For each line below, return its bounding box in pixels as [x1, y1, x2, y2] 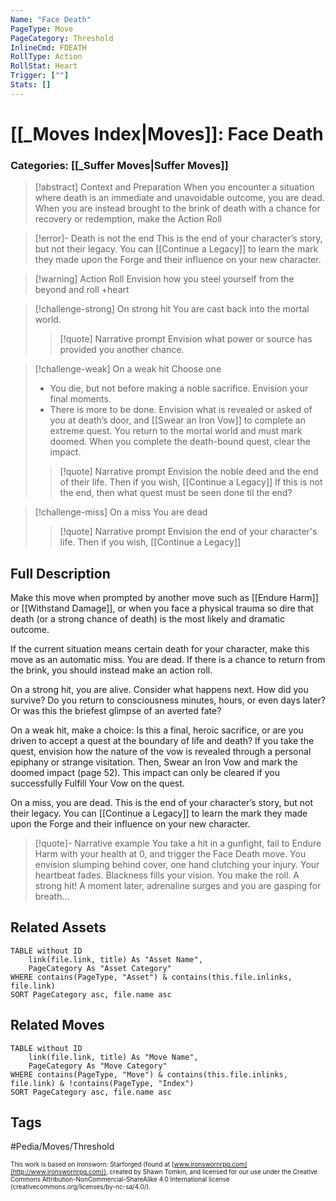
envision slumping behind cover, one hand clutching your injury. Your [34, 859, 320, 871]
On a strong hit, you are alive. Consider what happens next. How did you [10, 684, 309, 696]
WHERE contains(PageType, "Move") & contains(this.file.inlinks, [10, 1069, 288, 1080]
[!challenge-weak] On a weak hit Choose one [34, 363, 222, 375]
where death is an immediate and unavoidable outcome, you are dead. [34, 192, 325, 204]
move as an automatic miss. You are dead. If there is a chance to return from [10, 654, 326, 666]
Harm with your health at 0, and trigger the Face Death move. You [34, 848, 307, 860]
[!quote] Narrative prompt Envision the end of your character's [59, 526, 318, 538]
